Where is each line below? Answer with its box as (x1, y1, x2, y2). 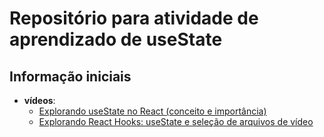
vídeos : (23, 95, 56, 106)
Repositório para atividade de (9, 7, 259, 30)
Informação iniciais (9, 68, 132, 85)
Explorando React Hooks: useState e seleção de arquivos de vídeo (38, 116, 314, 127)
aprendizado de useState (9, 28, 223, 51)
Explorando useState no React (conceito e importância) (38, 105, 267, 117)
